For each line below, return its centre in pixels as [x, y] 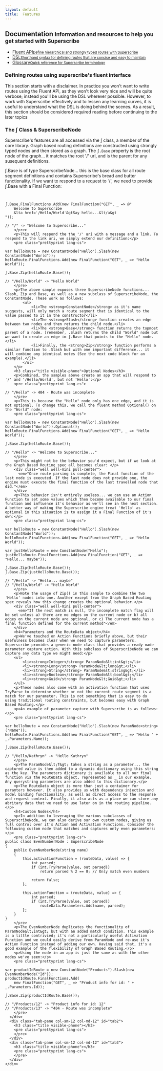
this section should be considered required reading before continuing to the [81, 112]
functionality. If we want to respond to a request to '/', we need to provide [79, 181]
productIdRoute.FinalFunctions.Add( [42, 978]
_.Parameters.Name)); [27, 739]
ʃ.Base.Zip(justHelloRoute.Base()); [42, 572]
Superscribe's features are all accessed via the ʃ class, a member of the [77, 140]
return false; [45, 880]
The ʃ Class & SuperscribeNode [43, 130]
